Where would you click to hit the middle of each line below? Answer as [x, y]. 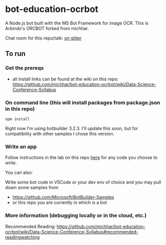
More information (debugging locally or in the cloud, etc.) [76, 215]
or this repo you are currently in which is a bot [60, 202]
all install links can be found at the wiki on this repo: [65, 79]
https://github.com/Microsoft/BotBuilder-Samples [63, 197]
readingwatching [22, 237]
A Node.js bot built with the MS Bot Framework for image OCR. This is [77, 23]
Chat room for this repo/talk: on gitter [43, 38]
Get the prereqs [24, 68]
